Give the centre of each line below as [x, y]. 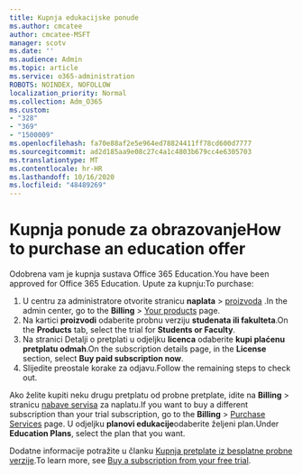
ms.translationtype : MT [54, 160]
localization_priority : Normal [68, 93]
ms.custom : [30, 110]
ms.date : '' [32, 51]
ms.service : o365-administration [72, 77]
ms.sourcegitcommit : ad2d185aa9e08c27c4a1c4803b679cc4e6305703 [131, 151]
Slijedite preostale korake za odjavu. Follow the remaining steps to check [156, 368]
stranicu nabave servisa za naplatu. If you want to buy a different [129, 405]
